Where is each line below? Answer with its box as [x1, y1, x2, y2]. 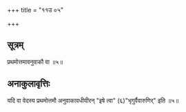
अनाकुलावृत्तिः [7, 78, 50, 90]
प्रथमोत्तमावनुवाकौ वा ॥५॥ [7, 58, 63, 66]
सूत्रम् [7, 39, 24, 51]
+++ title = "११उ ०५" [7, 6, 64, 14]
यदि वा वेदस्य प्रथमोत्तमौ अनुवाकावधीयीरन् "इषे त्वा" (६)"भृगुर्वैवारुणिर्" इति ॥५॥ [7, 96, 179, 104]
